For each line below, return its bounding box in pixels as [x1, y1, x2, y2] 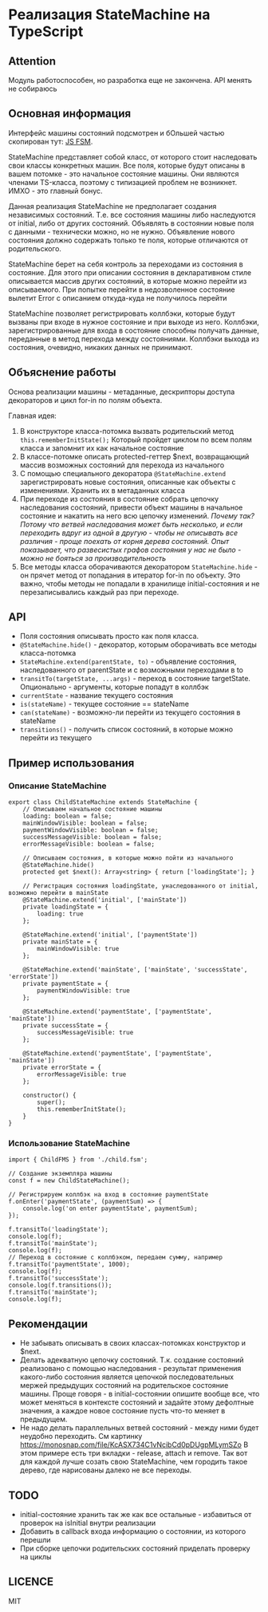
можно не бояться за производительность [19, 553, 166, 563]
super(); [37, 1098, 66, 1106]
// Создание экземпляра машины [8, 1170, 112, 1178]
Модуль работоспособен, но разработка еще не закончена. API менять [8, 76, 253, 85]
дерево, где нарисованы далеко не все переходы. [19, 1465, 192, 1475]
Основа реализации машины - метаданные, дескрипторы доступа [8, 387, 235, 396]
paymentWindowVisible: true [37, 987, 130, 995]
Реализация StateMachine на [8, 6, 211, 24]
